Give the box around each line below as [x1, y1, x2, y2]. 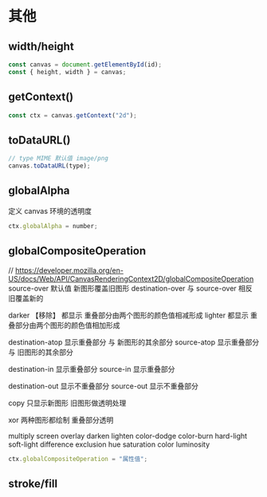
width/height [8, 39, 74, 53]
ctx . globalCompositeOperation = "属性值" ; [8, 455, 148, 463]
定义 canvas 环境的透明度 [8, 206, 92, 215]
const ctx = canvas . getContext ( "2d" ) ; [8, 111, 137, 120]
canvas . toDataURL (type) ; [8, 162, 91, 170]
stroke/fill [8, 476, 58, 491]
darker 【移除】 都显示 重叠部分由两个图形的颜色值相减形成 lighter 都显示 [8, 310, 249, 320]
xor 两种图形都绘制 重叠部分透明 [8, 415, 114, 424]
